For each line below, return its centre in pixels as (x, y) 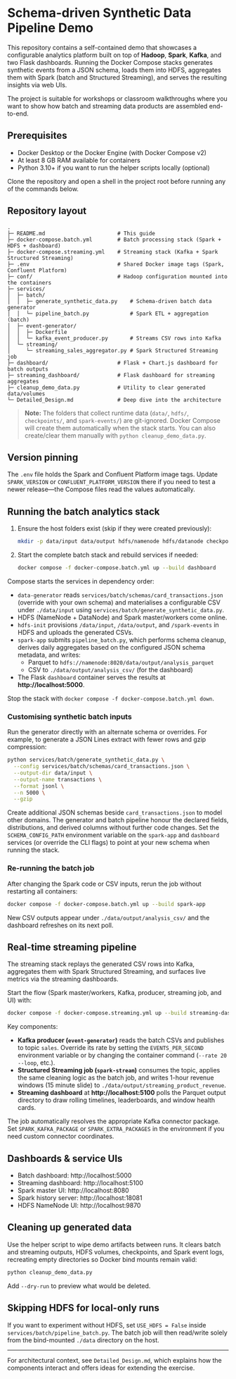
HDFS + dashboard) (34, 246)
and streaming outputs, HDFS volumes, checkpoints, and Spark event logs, (116, 1251)
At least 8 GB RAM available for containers (79, 160)
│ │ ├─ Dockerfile (38, 332)
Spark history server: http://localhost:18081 (80, 1198)
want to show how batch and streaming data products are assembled (107, 106)
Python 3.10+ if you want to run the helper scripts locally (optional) (114, 168)
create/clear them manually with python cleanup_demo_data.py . (115, 435)
